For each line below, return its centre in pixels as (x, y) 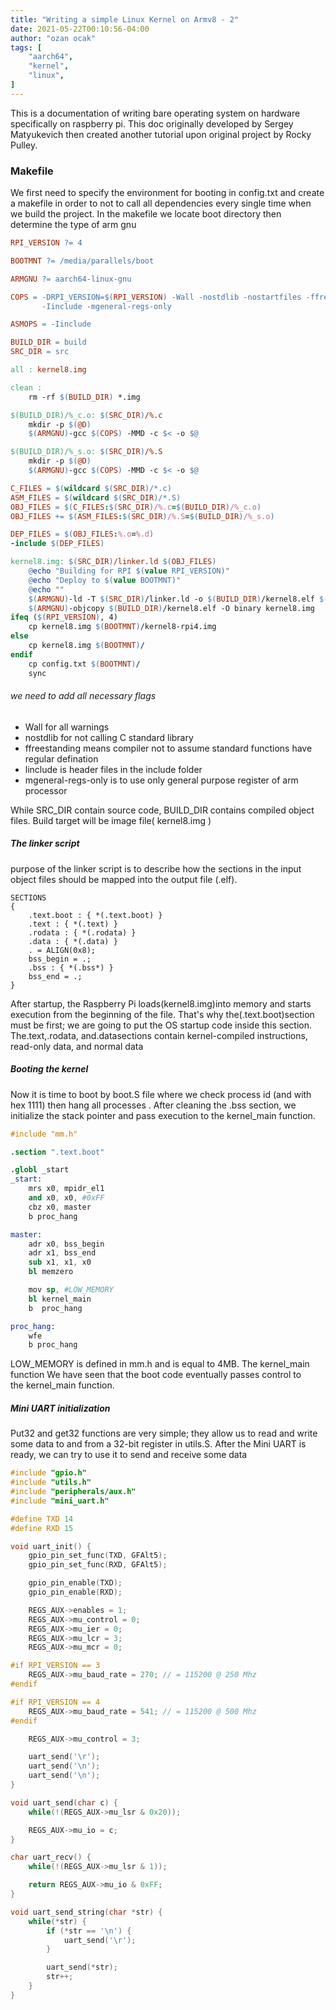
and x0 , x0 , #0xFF (66, 1198)
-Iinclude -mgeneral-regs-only (106, 306)
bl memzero (51, 1272)
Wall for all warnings (67, 727)
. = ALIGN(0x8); (62, 950)
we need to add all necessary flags (83, 696)
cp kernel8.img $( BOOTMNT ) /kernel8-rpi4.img (122, 627)
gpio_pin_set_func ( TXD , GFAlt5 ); (98, 1556)
